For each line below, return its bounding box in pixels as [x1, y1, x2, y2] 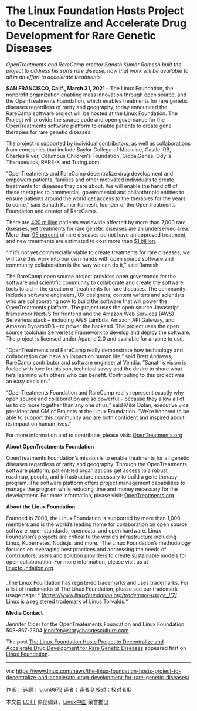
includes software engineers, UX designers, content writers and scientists [6, 291, 185, 298]
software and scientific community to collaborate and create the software [6, 279, 184, 286]
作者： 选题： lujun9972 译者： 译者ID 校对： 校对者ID [6, 686, 132, 693]
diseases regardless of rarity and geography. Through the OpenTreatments [6, 460, 188, 467]
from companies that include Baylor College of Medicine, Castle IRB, [6, 146, 172, 153]
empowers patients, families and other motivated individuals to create [6, 176, 175, 183]
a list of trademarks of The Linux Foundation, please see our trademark [6, 585, 178, 592]
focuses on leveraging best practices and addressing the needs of [6, 545, 167, 552]
